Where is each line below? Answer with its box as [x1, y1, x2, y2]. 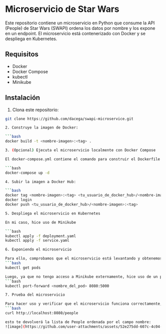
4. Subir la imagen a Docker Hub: [5, 179, 77, 184]
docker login [5, 198, 32, 202]
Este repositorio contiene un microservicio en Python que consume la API [5, 20, 155, 26]
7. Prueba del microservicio [5, 292, 65, 297]
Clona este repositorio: [12, 107, 59, 113]
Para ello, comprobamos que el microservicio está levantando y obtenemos [5, 256, 163, 261]
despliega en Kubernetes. [5, 36, 58, 42]
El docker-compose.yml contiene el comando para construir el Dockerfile [5, 156, 161, 162]
